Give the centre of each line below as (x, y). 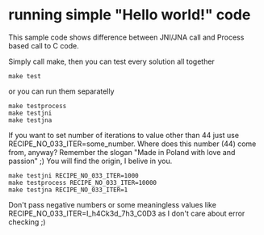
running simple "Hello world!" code (130, 15)
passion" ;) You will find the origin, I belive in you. (90, 161)
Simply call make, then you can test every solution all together (112, 61)
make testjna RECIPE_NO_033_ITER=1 (68, 190)
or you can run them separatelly (61, 91)
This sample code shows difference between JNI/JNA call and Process (126, 37)
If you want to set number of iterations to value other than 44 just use (124, 135)
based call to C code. (44, 45)
